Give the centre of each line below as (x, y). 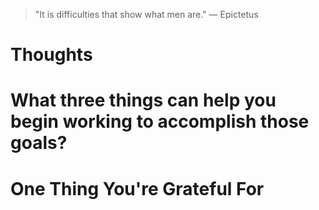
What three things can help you (143, 100)
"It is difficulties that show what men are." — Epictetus (146, 14)
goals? (39, 143)
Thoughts (51, 55)
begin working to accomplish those (160, 121)
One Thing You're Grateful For (137, 188)
